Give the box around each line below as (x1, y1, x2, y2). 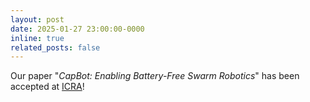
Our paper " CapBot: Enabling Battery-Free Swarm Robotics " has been (10, 70, 300, 82)
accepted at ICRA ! (10, 81, 85, 93)
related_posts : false (10, 42, 101, 53)
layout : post (10, 14, 65, 25)
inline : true (10, 33, 65, 43)
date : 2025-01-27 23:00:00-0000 (10, 24, 145, 34)
